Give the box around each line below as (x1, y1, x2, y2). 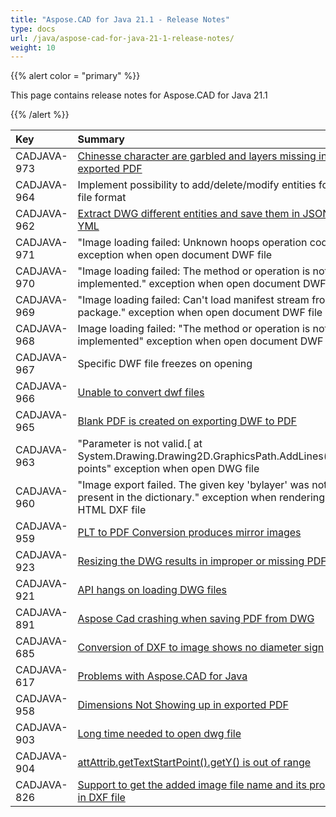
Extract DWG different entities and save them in (77, 207, 301, 221)
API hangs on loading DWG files (77, 583, 228, 597)
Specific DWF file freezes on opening (77, 357, 253, 371)
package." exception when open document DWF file (77, 306, 323, 320)
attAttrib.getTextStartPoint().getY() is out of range (77, 756, 312, 770)
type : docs (10, 24, 56, 34)
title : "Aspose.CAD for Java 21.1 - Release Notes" (10, 14, 230, 25)
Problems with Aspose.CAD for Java (77, 669, 248, 683)
